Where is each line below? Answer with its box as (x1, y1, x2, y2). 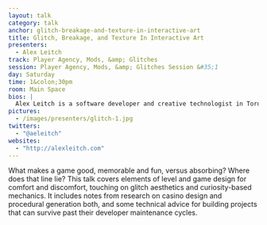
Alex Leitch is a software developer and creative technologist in (15, 100, 244, 108)
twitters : (8, 122, 41, 130)
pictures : (8, 108, 41, 116)
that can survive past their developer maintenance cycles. (8, 208, 198, 218)
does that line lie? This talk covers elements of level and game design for (8, 174, 247, 184)
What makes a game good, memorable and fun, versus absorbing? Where (8, 166, 250, 175)
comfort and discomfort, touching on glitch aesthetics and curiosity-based (8, 183, 252, 193)
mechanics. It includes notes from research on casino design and (8, 191, 222, 200)
